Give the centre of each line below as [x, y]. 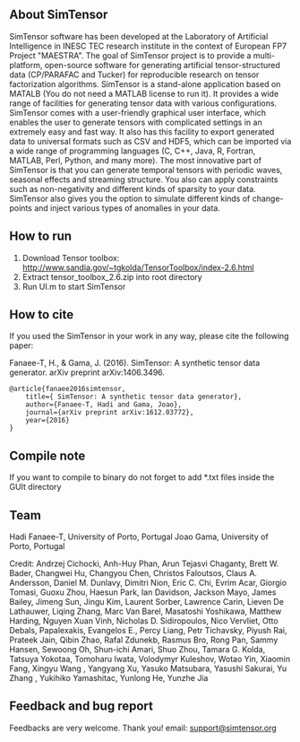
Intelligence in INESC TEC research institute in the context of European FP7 [148, 46]
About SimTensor [59, 15]
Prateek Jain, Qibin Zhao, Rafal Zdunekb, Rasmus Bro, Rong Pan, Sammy [144, 640]
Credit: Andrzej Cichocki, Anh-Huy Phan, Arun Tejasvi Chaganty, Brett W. [144, 563]
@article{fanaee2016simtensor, [68, 389]
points [21, 208]
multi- [264, 55]
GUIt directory [35, 487]
